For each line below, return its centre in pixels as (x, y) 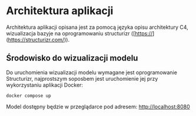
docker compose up (29, 95)
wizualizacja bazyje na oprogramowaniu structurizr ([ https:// (79, 33)
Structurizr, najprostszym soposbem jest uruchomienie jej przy (82, 78)
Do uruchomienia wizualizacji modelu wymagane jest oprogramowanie (92, 72)
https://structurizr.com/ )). (39, 39)
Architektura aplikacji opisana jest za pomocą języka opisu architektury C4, (97, 27)
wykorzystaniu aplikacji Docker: (45, 85)
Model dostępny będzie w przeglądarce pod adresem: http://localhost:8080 (98, 107)
